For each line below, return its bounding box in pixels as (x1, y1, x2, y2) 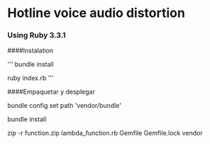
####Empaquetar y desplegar (7, 87, 96, 96)
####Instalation (7, 46, 54, 55)
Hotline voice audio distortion (7, 5, 186, 21)
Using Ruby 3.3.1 (7, 31, 66, 40)
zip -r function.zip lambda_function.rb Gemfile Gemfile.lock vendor (7, 129, 204, 138)
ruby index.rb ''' (7, 74, 55, 82)
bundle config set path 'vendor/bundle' (7, 101, 122, 110)
